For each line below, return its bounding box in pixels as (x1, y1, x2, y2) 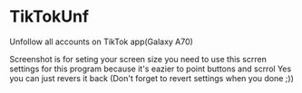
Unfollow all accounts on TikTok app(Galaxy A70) (9, 36, 193, 47)
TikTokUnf (9, 6, 89, 27)
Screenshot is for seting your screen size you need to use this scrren (9, 53, 268, 64)
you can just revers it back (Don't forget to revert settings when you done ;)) (9, 72, 295, 83)
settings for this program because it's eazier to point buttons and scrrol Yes (9, 63, 292, 74)
